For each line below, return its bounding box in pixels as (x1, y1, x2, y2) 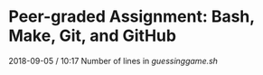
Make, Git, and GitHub (8, 25, 177, 46)
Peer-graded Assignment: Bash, (8, 6, 255, 27)
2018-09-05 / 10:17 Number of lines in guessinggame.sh (8, 55, 219, 66)
